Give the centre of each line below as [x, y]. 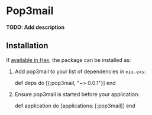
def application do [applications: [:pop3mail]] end [75, 106]
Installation [27, 46]
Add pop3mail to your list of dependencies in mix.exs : [80, 71]
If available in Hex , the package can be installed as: [69, 60]
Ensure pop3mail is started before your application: [77, 94]
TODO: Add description [35, 27]
